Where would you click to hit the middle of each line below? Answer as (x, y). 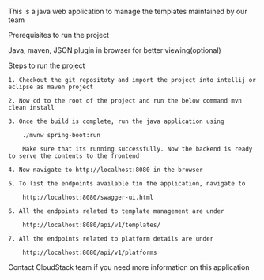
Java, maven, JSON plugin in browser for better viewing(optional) (115, 50)
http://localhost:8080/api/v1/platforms (90, 252)
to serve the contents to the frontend (74, 156)
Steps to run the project (47, 65)
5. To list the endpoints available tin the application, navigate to (127, 184)
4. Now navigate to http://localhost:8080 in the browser (106, 170)
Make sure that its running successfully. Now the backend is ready (138, 149)
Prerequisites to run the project (58, 35)
